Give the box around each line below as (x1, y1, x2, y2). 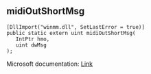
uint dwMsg (15, 41, 47, 49)
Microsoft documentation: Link (6, 60, 93, 68)
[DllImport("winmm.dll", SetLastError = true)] (6, 23, 146, 30)
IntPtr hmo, (15, 36, 50, 42)
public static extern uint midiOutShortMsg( (6, 29, 136, 36)
